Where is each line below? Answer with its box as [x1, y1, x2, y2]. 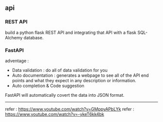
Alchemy [5, 35, 23, 40]
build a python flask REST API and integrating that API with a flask [5, 29, 137, 35]
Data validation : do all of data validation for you [12, 67, 108, 73]
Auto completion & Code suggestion [12, 83, 85, 88]
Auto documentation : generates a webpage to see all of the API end [12, 72, 149, 78]
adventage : [5, 58, 29, 64]
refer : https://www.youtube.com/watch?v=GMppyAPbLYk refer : [5, 106, 134, 112]
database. [23, 35, 44, 40]
